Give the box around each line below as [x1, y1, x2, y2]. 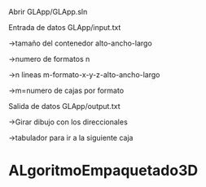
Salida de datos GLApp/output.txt [8, 102, 121, 111]
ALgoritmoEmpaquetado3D [8, 162, 198, 180]
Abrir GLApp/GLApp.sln [8, 7, 88, 16]
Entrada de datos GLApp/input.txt [8, 23, 121, 32]
